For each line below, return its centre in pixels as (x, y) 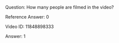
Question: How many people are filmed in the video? (60, 7)
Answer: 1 (15, 36)
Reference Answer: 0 (27, 17)
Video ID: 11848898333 (29, 26)
